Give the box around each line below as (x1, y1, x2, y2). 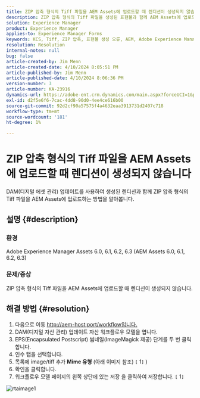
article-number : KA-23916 (6, 86, 70, 92)
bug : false (6, 53, 33, 59)
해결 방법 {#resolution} (6, 304, 90, 314)
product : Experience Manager (6, 25, 79, 32)
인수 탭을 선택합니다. (14, 350, 63, 357)
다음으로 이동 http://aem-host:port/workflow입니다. (14, 321, 138, 328)
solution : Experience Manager (6, 20, 82, 26)
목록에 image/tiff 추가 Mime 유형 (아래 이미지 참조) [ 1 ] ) (14, 358, 148, 365)
